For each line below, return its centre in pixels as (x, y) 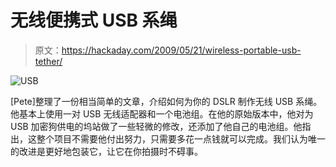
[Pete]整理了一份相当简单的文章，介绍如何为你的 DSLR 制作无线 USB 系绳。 (166, 101)
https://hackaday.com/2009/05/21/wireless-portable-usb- (181, 50)
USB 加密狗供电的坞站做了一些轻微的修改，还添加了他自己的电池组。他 (156, 126)
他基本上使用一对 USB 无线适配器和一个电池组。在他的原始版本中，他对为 (162, 113)
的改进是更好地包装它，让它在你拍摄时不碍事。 (106, 151)
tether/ (48, 61)
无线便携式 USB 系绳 (94, 20)
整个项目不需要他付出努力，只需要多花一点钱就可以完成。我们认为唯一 (181, 138)
